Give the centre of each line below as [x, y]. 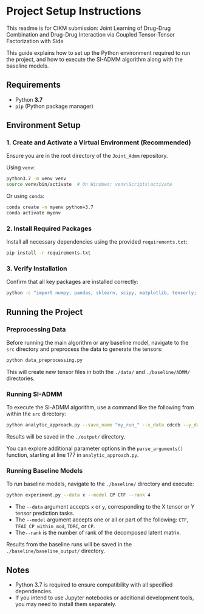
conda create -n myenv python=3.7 [50, 207]
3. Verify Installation [37, 269]
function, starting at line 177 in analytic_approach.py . [73, 455]
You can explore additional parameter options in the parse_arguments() [95, 448]
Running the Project [45, 312]
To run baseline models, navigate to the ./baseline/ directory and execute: [100, 484]
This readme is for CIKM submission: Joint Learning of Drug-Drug [89, 28]
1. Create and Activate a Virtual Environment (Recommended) [99, 143]
